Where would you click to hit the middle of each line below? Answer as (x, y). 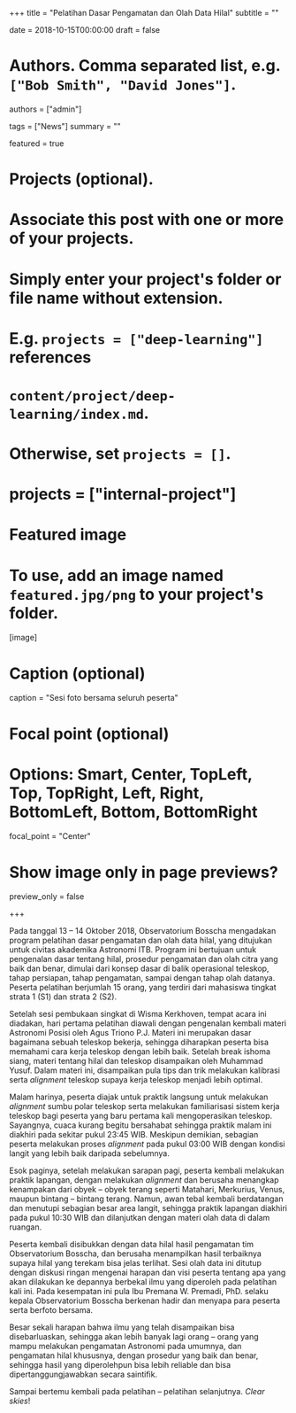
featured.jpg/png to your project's (137, 594)
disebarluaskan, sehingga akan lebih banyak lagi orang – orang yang (134, 1337)
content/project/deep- (92, 396)
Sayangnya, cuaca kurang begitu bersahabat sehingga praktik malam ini (140, 1125)
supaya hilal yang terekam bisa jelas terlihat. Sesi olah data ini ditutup (136, 1263)
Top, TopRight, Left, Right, (107, 793)
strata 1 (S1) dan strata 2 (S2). (63, 997)
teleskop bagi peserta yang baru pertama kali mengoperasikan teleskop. (141, 1116)
